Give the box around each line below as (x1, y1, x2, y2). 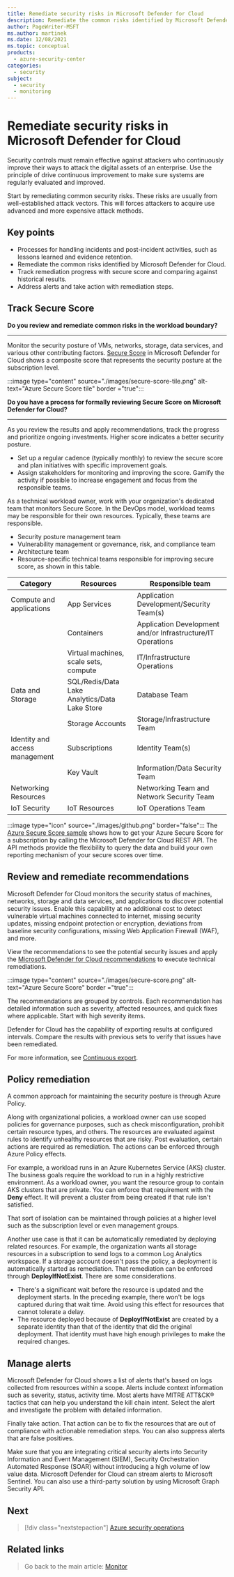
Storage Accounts (67, 718, 127, 728)
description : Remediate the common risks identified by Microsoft (7, 17, 204, 24)
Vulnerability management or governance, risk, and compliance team (17, 540, 216, 548)
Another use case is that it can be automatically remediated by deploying (7, 1235, 217, 1244)
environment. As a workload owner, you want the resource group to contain (7, 1178, 224, 1186)
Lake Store (67, 702, 103, 712)
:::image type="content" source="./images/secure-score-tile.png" (7, 377, 196, 385)
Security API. (7, 1485, 45, 1493)
